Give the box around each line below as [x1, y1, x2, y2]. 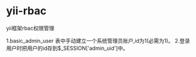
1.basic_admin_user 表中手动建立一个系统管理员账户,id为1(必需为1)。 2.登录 [6, 37, 191, 44]
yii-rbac [6, 4, 46, 18]
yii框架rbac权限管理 [6, 24, 55, 31]
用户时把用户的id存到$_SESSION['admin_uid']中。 [6, 45, 129, 52]
